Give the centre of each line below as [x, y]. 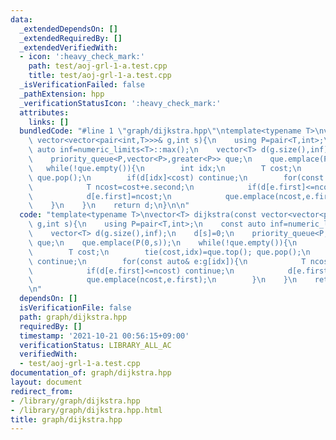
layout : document [46, 382]
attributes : [44, 112]
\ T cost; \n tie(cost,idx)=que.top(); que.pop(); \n [169, 252]
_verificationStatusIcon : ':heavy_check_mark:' [120, 103]
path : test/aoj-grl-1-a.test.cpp [98, 66]
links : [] [49, 122]
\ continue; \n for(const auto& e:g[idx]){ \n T [167, 261]
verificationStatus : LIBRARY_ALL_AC [95, 345]
